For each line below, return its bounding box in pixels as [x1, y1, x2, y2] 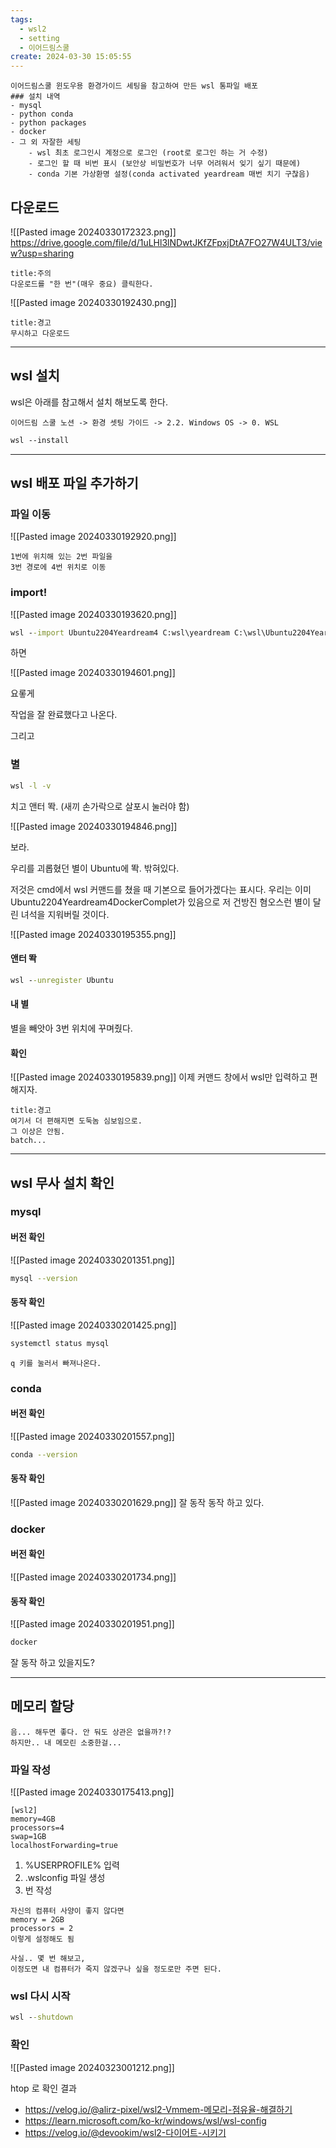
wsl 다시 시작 [10, 1989, 71, 2003]
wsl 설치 [10, 367, 60, 385]
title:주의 [10, 268, 52, 278]
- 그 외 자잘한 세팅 [10, 137, 82, 148]
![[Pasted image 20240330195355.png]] [10, 928, 177, 940]
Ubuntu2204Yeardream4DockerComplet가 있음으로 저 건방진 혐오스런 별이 [10, 896, 311, 908]
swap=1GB [10, 1832, 47, 1842]
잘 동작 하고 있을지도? [10, 1657, 95, 1669]
